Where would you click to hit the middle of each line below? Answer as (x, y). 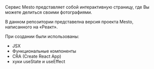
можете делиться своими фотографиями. (49, 12)
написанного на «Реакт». (31, 27)
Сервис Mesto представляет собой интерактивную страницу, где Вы (77, 7)
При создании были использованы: (42, 36)
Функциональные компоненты (44, 51)
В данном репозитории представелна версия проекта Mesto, (69, 22)
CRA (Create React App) (37, 56)
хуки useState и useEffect (38, 61)
